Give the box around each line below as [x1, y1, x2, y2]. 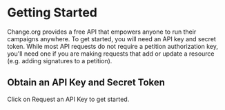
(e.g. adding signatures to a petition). [7, 56, 112, 65]
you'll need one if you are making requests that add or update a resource [7, 49, 215, 58]
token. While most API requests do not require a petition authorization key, [7, 42, 219, 50]
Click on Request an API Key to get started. [7, 95, 130, 103]
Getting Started [7, 5, 98, 21]
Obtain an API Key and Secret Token [7, 77, 166, 89]
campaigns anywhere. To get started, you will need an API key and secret [7, 34, 216, 43]
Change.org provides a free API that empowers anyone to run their [7, 27, 197, 36]
